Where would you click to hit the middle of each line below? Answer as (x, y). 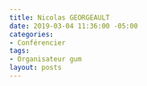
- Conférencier (38, 43)
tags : (19, 51)
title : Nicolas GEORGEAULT (60, 17)
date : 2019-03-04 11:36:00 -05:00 (74, 26)
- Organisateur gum (46, 59)
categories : (31, 34)
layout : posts (36, 68)
